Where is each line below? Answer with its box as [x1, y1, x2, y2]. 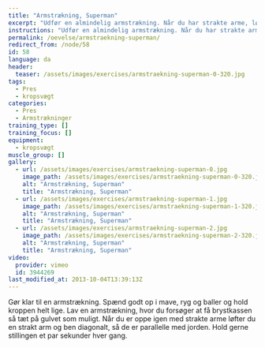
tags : [8, 77, 26, 85]
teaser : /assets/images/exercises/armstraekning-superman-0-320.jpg [15, 70, 245, 78]
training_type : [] [8, 122, 69, 129]
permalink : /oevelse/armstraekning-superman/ [8, 33, 160, 42]
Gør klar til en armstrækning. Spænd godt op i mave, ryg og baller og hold [8, 297, 248, 307]
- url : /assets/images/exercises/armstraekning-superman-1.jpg [15, 195, 227, 203]
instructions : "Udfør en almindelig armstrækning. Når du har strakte [8, 26, 245, 34]
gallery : [8, 159, 37, 167]
